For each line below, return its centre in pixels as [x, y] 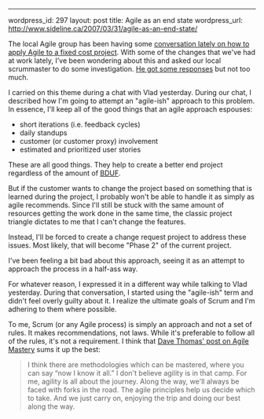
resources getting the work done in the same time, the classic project [120, 213]
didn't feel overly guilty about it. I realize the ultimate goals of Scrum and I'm [132, 301]
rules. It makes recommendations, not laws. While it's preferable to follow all [132, 333]
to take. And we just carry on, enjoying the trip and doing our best [134, 398]
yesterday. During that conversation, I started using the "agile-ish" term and [131, 292]
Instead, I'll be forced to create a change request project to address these [127, 237]
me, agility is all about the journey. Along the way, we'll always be [133, 381]
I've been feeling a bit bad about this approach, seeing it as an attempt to [126, 261]
